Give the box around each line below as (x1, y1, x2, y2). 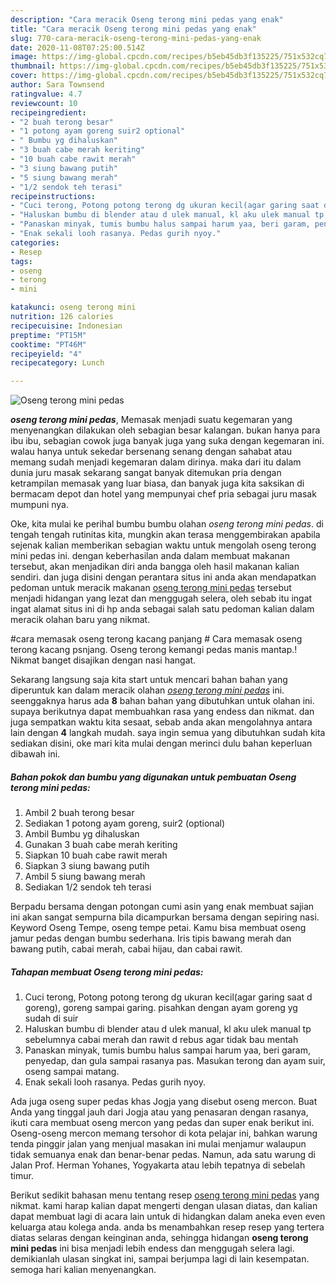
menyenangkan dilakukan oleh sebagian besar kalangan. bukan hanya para (10, 424, 321, 436)
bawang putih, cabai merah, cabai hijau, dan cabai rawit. (10, 943, 243, 955)
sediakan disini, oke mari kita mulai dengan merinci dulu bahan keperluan (10, 737, 313, 750)
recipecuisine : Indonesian (10, 321, 123, 331)
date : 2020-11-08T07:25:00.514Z (10, 42, 145, 53)
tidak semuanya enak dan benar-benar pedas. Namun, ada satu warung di (10, 1149, 316, 1161)
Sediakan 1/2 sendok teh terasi (24, 881, 152, 893)
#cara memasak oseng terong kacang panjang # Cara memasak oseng (10, 633, 303, 645)
